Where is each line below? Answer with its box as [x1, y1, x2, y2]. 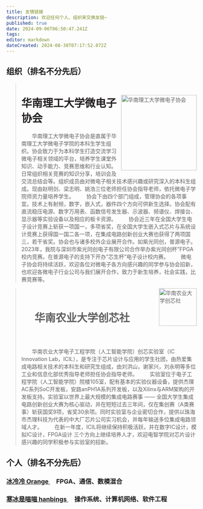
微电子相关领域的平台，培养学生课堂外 [21, 155, 117, 162]
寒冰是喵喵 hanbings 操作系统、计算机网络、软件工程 [6, 495, 167, 504]
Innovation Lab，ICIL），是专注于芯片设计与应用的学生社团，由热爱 [21, 356, 187, 363]
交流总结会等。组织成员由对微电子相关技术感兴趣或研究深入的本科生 [21, 178, 191, 185]
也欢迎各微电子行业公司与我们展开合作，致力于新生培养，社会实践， [21, 268, 191, 275]
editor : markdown [6, 37, 50, 43]
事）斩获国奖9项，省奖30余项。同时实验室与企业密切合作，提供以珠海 [21, 408, 195, 415]
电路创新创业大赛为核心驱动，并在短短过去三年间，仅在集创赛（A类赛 [21, 401, 195, 408]
